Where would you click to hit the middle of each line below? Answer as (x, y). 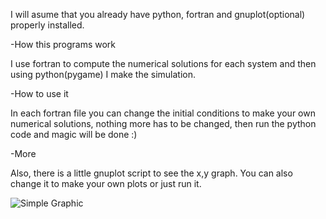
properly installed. (47, 25)
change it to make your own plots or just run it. (106, 183)
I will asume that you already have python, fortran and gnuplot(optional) (158, 14)
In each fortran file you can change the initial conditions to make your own (163, 113)
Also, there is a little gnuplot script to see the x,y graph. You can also (151, 173)
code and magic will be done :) (74, 134)
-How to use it (39, 93)
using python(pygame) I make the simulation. (103, 74)
